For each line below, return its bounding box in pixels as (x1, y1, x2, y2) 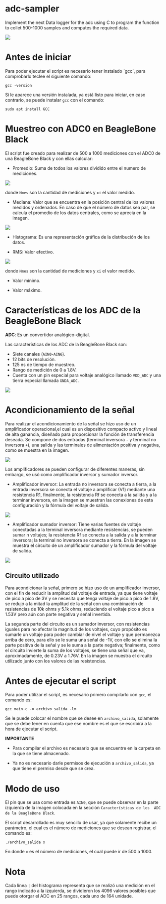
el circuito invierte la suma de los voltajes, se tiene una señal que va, (5, 647, 145, 653)
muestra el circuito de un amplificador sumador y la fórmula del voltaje (12, 542, 157, 548)
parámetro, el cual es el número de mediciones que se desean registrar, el (5, 825, 157, 831)
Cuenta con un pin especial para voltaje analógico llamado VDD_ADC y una (12, 372, 161, 378)
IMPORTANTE (5, 736, 35, 742)
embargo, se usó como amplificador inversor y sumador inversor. (5, 471, 139, 477)
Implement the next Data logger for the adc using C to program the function (5, 19, 160, 25)
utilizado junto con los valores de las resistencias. (5, 658, 107, 664)
